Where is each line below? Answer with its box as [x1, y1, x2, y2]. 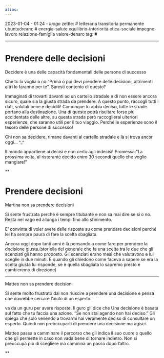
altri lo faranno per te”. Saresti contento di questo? [5, 84, 106, 90]
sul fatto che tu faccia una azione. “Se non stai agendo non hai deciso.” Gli [5, 310, 155, 316]
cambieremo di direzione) [5, 266, 57, 272]
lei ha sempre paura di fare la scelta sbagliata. [5, 231, 98, 237]
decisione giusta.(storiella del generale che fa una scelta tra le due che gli [5, 246, 154, 252]
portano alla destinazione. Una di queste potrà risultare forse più [5, 109, 135, 115]
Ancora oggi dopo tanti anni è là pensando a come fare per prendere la [5, 240, 148, 246]
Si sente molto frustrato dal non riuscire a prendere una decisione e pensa [5, 290, 155, 296]
